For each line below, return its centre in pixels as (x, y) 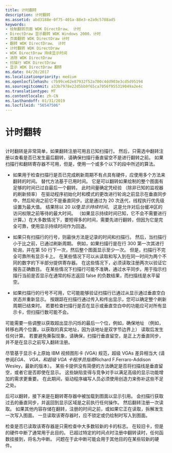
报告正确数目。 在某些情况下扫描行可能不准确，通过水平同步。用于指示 (87, 269)
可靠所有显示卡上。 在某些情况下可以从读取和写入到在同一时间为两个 (90, 256)
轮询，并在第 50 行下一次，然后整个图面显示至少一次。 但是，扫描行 (85, 250)
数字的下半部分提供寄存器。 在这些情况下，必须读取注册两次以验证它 (94, 263)
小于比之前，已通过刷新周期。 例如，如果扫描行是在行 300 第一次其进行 (88, 243)
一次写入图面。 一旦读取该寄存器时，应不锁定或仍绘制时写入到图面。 (78, 415)
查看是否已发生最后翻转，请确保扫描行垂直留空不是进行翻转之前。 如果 (89, 157)
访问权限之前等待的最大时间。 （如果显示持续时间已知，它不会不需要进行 (90, 213)
